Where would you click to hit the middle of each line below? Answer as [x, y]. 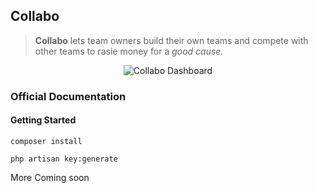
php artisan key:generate [64, 159]
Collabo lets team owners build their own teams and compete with [171, 40]
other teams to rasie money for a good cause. [129, 51]
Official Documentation [68, 96]
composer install [46, 141]
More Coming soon [50, 177]
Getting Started [43, 120]
